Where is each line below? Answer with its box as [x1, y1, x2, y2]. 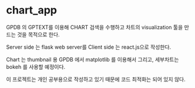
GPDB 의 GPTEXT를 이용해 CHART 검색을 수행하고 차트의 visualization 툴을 [6, 23, 183, 31]
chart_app [6, 4, 57, 17]
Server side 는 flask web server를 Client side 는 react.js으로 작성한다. [6, 43, 171, 50]
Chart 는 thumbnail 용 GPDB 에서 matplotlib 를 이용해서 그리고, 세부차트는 [6, 56, 179, 63]
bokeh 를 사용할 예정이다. [6, 63, 66, 70]
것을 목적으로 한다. [17, 31, 60, 38]
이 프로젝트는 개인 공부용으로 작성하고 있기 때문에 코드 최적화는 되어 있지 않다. [6, 76, 186, 83]
